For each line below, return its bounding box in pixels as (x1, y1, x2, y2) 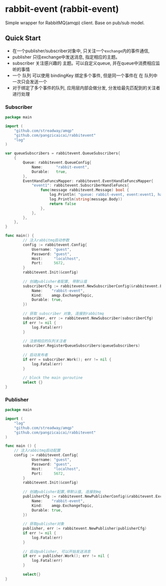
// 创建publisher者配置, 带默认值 (23, 279, 87, 284)
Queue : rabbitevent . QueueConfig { (23, 160, 92, 165)
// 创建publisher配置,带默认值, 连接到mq (23, 489, 101, 494)
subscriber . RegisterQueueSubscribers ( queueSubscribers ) (23, 343, 140, 348)
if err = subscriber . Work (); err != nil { (23, 357, 112, 362)
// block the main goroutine (23, 375, 83, 380)
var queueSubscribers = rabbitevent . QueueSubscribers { (5, 151, 121, 156)
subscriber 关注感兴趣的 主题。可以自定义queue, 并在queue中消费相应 (12, 60, 156, 66)
